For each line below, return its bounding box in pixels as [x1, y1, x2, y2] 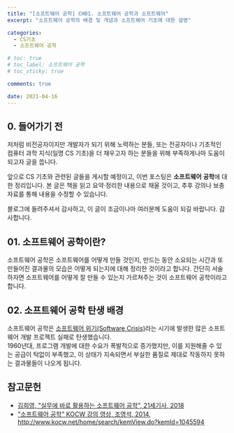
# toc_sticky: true [7, 68, 64, 75]
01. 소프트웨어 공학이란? [7, 236, 106, 248]
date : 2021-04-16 [7, 93, 58, 100]
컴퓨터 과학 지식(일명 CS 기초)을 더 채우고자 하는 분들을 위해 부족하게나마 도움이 [7, 149, 225, 158]
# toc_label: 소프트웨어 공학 [7, 61, 85, 68]
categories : [7, 29, 42, 36]
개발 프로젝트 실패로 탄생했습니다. [20, 333, 112, 341]
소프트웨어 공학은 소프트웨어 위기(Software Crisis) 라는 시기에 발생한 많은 [7, 324, 207, 332]
